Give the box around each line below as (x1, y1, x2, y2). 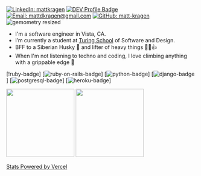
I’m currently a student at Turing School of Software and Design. (14, 37, 175, 44)
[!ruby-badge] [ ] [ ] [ (6, 70, 154, 77)
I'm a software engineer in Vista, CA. (14, 30, 106, 37)
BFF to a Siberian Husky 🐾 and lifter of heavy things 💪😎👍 (14, 44, 157, 51)
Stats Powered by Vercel (6, 163, 68, 170)
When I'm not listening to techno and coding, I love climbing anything (14, 52, 187, 59)
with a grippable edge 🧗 (14, 59, 75, 66)
